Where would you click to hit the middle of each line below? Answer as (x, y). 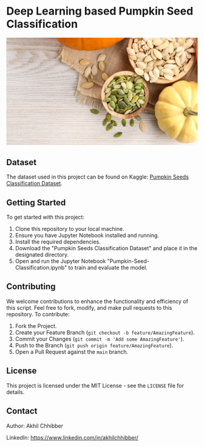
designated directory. (42, 255)
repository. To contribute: (38, 314)
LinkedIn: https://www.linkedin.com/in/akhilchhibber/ (72, 437)
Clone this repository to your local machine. (70, 229)
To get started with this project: (46, 217)
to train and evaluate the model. (108, 268)
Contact (22, 411)
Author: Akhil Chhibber (35, 426)
